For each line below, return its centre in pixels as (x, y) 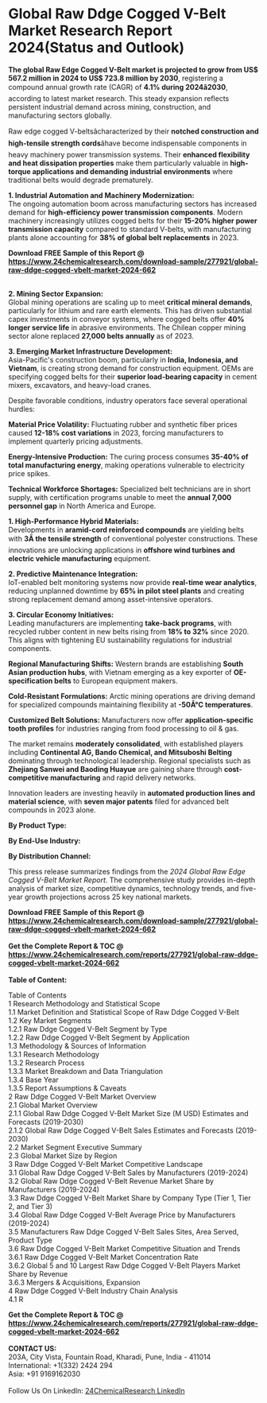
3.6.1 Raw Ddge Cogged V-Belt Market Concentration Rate (103, 1257)
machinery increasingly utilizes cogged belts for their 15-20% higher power (133, 220)
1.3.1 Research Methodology (54, 1054)
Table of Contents (38, 995)
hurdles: (22, 409)
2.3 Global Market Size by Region (63, 1155)
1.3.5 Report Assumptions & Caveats (68, 1088)
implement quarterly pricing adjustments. (75, 441)
